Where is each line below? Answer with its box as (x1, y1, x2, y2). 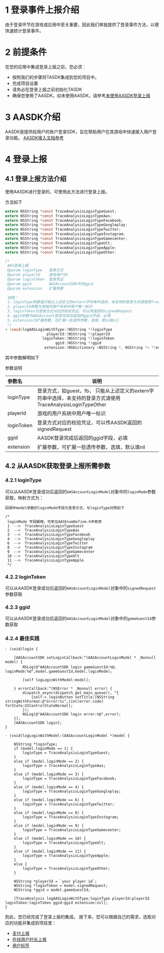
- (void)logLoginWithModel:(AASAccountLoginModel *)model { (5, 733, 130, 738)
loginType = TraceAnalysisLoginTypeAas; (22, 763, 106, 768)
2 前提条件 (5, 47, 47, 58)
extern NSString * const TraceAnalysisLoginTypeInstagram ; (5, 232, 125, 237)
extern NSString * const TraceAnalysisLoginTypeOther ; (5, 250, 117, 255)
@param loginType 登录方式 (7, 268, 63, 273)
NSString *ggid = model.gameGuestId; (14, 887, 91, 892)
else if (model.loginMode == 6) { (14, 797, 84, 802)
